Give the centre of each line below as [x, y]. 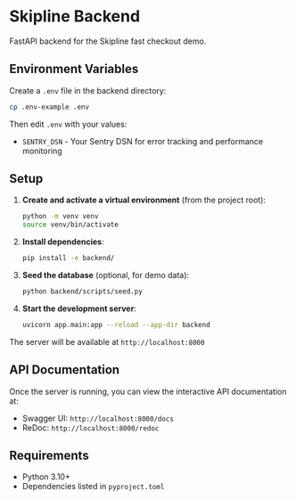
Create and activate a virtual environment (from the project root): [144, 200]
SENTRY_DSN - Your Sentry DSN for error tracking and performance [143, 141]
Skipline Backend [75, 16]
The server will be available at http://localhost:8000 [107, 341]
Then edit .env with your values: [68, 124]
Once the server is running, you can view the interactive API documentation [148, 391]
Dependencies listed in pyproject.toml [93, 487]
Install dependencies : [63, 242]
